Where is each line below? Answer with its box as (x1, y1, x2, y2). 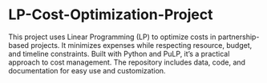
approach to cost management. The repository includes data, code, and (8, 57, 246, 67)
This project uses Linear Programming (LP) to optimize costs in (8, 32, 216, 41)
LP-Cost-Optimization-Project (8, 6, 214, 24)
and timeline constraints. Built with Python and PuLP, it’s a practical (8, 49, 230, 58)
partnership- (217, 32, 260, 41)
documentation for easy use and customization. (8, 65, 166, 75)
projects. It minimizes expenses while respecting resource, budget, (30, 40, 253, 49)
